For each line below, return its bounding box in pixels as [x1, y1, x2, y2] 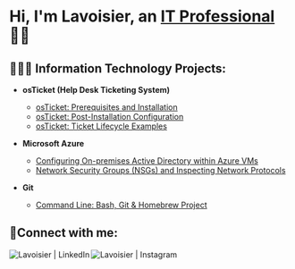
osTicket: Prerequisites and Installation [35, 102, 179, 113]
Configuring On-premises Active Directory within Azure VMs [35, 156, 259, 166]
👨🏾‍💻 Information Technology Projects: [9, 61, 226, 76]
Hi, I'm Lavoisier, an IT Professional [9, 6, 275, 27]
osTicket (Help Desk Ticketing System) [21, 85, 171, 95]
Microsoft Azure [21, 139, 85, 148]
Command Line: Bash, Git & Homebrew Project [35, 199, 207, 210]
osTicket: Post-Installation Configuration [35, 112, 184, 122]
